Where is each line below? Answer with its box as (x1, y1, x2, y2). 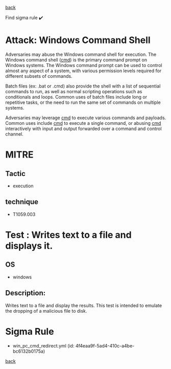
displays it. (5, 240, 53, 251)
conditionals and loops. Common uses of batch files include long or (5, 94, 147, 100)
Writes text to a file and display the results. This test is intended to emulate (5, 302, 162, 309)
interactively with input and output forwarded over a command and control (5, 125, 162, 132)
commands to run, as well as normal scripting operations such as (5, 88, 142, 94)
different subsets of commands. (5, 73, 72, 79)
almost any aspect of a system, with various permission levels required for (5, 68, 162, 74)
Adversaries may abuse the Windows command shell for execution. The (5, 51, 157, 57)
